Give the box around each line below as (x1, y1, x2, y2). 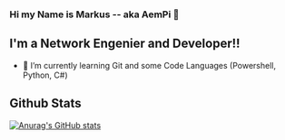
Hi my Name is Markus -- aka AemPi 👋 (9, 8, 180, 21)
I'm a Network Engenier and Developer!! (9, 36, 241, 51)
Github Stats (9, 96, 82, 111)
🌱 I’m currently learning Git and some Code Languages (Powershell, (22, 60, 277, 70)
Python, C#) (22, 70, 68, 80)
